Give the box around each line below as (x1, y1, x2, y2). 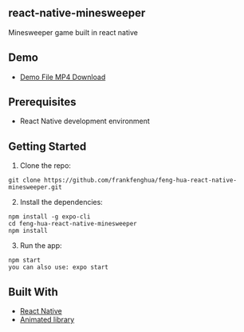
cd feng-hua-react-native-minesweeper (8, 220, 137, 228)
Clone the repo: (19, 161, 72, 170)
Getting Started (8, 139, 87, 153)
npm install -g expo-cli (8, 213, 91, 221)
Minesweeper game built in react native (8, 27, 138, 37)
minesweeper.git (8, 183, 62, 191)
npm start (8, 256, 41, 265)
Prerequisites (8, 95, 77, 109)
